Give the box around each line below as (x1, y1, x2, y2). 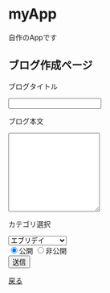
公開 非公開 (18, 245, 67, 255)
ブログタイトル (8, 82, 58, 91)
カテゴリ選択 (8, 219, 51, 228)
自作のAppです (8, 32, 58, 42)
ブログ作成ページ (8, 58, 93, 73)
